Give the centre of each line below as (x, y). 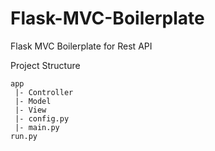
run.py (24, 136)
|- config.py (42, 118)
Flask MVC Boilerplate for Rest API (81, 46)
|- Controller (44, 92)
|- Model (33, 101)
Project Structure (45, 65)
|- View (30, 110)
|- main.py (37, 127)
